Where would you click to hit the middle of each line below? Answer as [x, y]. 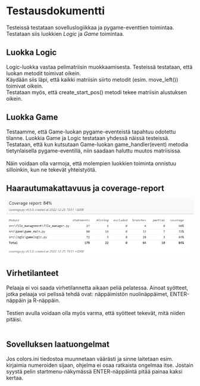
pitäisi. [14, 319]
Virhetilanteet [32, 273]
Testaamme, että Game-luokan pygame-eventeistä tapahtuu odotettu [91, 132]
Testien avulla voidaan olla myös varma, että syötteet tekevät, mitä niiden [96, 313]
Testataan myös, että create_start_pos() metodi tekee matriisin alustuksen [97, 92]
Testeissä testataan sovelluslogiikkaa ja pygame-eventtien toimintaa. [90, 27]
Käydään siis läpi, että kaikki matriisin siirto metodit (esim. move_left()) [92, 79]
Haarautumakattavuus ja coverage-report [85, 188]
